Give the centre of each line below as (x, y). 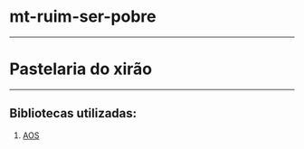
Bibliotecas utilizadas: (73, 113)
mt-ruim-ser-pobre (83, 17)
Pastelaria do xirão (81, 69)
